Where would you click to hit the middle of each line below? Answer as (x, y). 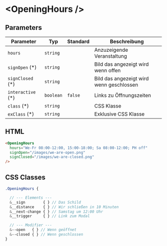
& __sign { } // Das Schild (45, 202)
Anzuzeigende (111, 50)
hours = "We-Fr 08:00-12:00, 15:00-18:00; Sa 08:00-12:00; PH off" (79, 148)
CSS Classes (25, 177)
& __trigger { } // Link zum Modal (50, 216)
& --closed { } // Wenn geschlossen (46, 235)
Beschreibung (127, 42)
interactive (22, 92)
